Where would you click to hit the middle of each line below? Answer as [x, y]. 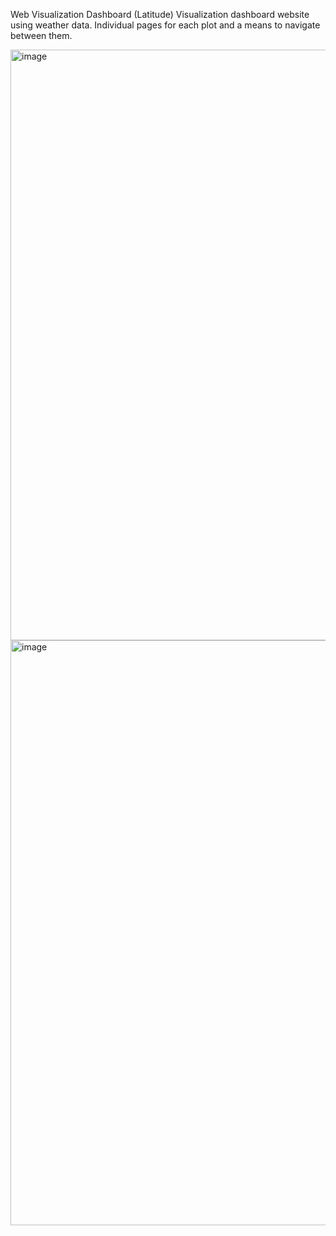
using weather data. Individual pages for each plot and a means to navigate [165, 25]
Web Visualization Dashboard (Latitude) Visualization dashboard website [160, 14]
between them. [41, 35]
